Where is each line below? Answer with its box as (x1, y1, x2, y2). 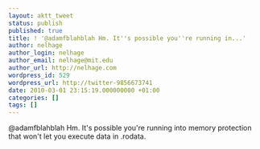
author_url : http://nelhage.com (8, 64, 117, 72)
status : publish (8, 19, 63, 27)
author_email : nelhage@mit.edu (8, 57, 113, 65)
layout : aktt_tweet (8, 11, 74, 20)
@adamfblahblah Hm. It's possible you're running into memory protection (8, 123, 252, 133)
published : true (8, 26, 63, 34)
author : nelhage (8, 42, 63, 50)
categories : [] (8, 94, 60, 102)
